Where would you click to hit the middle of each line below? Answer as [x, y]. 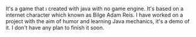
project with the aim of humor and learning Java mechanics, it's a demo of [98, 21]
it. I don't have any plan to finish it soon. [55, 27]
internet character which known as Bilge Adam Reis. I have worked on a [94, 15]
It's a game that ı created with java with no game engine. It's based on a [95, 9]
